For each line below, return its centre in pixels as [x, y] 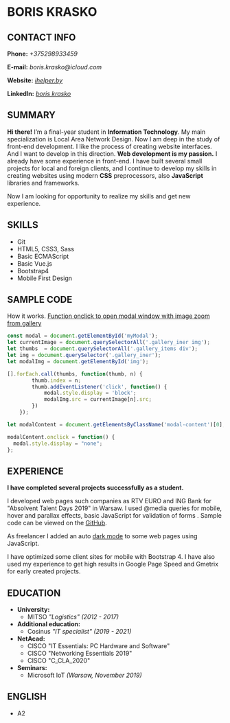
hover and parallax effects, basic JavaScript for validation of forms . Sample [114, 516]
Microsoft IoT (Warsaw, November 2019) [84, 675]
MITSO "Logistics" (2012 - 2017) [73, 617]
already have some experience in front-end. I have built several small [105, 161]
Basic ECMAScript [43, 256]
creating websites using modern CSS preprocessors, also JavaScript [105, 175]
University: [33, 610]
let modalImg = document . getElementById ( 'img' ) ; [78, 361]
